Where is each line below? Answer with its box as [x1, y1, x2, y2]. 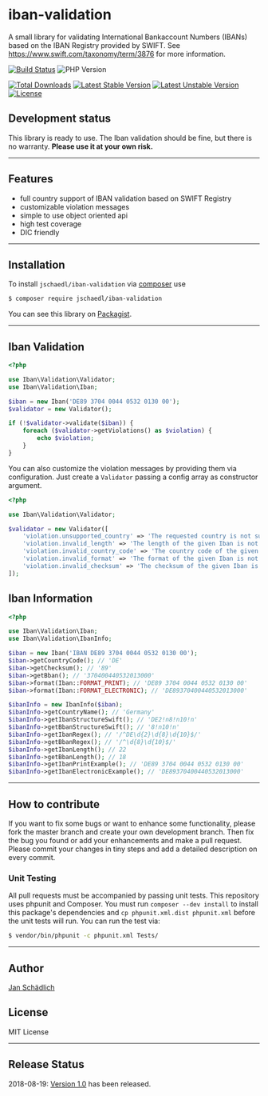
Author [8, 962, 44, 975]
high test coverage [19, 218, 82, 229]
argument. [8, 480, 42, 490]
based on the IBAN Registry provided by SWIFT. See [8, 40, 181, 50]
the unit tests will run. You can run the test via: [8, 916, 161, 926]
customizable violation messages [19, 202, 130, 211]
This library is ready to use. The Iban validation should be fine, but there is [8, 133, 253, 142]
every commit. [8, 852, 56, 862]
